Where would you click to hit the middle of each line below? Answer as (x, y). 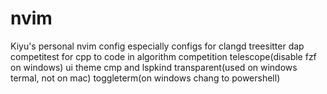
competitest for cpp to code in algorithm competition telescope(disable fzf (163, 56)
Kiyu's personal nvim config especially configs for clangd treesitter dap (157, 46)
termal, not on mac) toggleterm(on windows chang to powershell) (145, 78)
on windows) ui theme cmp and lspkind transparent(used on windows (154, 67)
